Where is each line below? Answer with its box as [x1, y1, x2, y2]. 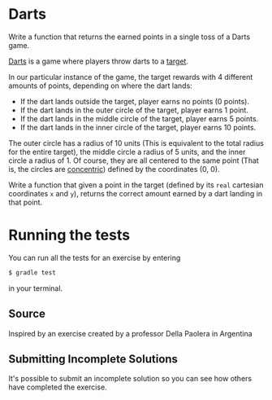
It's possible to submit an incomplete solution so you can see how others [8, 374, 253, 384]
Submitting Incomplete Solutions [8, 352, 179, 366]
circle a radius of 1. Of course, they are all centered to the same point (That [8, 156, 260, 165]
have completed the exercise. [8, 382, 107, 392]
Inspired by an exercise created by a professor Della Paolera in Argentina [8, 328, 253, 338]
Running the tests [8, 226, 131, 244]
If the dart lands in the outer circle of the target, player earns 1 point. [19, 105, 249, 115]
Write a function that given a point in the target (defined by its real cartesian [8, 180, 264, 190]
